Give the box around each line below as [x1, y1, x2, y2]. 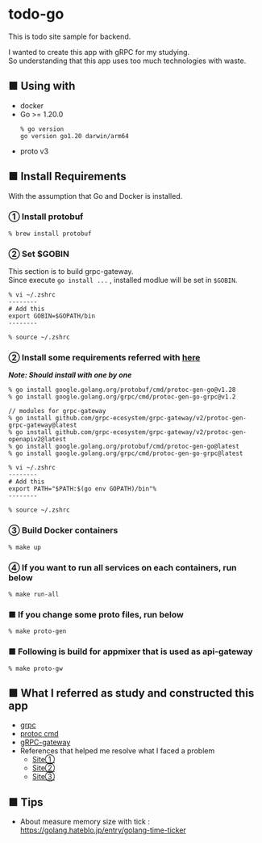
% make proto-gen [8, 627, 67, 635]
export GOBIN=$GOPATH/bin [8, 312, 95, 320]
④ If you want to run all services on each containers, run [8, 562, 237, 573]
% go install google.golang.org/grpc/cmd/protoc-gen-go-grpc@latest [8, 449, 243, 457]
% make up [8, 543, 42, 551]
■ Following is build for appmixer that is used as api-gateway [8, 646, 253, 657]
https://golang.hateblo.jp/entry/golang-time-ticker [19, 825, 187, 835]
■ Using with [8, 79, 76, 93]
